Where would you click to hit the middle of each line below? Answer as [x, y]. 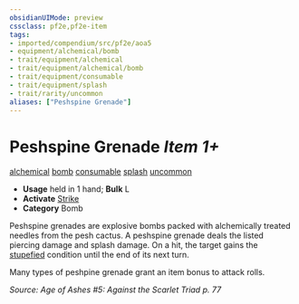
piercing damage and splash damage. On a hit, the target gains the [134, 245]
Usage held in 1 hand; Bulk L [76, 189]
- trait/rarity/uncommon [56, 93]
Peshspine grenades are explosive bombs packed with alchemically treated [150, 226]
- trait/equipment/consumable [67, 77]
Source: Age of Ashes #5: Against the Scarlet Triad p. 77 [116, 290]
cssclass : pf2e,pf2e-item [58, 26]
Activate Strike [51, 199]
